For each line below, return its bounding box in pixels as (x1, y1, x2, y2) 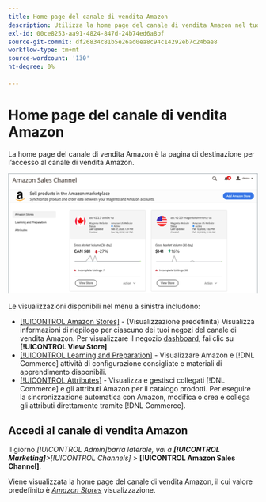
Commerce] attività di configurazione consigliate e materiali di (19, 359, 222, 368)
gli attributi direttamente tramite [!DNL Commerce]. (19, 401, 186, 410)
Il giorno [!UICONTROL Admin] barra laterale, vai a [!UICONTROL (8, 445, 220, 455)
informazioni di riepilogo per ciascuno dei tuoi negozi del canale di (19, 325, 237, 335)
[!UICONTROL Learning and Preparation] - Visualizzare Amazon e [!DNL (19, 350, 255, 360)
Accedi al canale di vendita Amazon (8, 424, 188, 437)
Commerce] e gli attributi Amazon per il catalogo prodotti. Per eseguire (19, 384, 251, 394)
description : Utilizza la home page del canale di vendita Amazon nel (8, 21, 246, 29)
